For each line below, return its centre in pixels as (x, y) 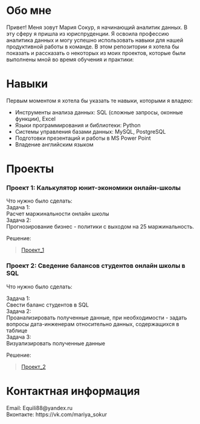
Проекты (30, 169)
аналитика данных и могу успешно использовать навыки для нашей (95, 40)
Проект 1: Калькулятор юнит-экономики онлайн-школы (94, 188)
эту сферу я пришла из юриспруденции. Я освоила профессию (88, 33)
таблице (17, 330)
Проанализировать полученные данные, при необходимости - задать (97, 318)
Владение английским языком (54, 144)
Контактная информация (73, 391)
